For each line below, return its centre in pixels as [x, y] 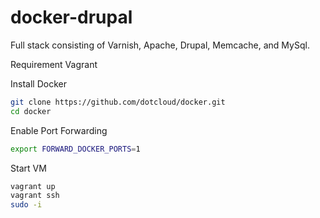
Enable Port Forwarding [59, 130]
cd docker [31, 111]
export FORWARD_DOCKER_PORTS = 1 [75, 149]
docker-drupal [71, 17]
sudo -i [26, 205]
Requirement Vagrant [54, 64]
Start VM [28, 168]
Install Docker [38, 83]
